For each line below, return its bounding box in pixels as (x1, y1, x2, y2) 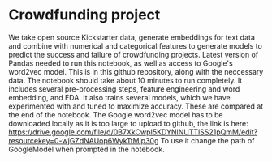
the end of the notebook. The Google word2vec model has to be (8, 109, 223, 119)
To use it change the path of (160, 135, 255, 145)
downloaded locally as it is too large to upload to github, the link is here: (8, 118, 249, 128)
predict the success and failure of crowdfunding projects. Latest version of (8, 49, 259, 59)
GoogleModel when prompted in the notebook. (8, 144, 165, 154)
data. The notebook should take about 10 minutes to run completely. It (8, 75, 243, 85)
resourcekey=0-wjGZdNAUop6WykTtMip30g (8, 135, 159, 145)
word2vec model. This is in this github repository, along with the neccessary (8, 66, 264, 76)
